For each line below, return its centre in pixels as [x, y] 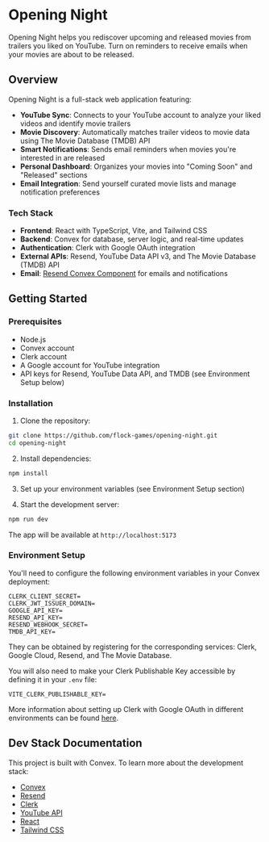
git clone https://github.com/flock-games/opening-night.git [113, 436]
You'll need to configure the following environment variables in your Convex [134, 573]
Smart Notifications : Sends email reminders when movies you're [128, 149]
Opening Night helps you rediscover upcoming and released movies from [130, 37]
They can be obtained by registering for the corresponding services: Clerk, [133, 647]
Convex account [47, 348]
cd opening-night [37, 443]
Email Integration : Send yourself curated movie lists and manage [128, 183]
